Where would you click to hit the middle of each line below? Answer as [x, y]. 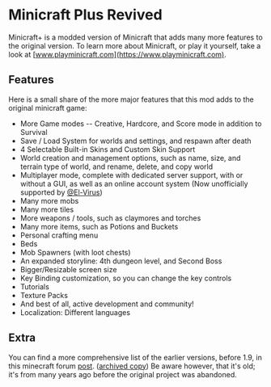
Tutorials [35, 286]
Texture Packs [44, 295]
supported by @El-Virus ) [61, 192]
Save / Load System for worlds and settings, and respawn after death [136, 141]
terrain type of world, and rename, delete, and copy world [116, 166]
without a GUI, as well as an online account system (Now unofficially [134, 183]
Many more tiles [47, 209]
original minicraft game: [48, 107]
